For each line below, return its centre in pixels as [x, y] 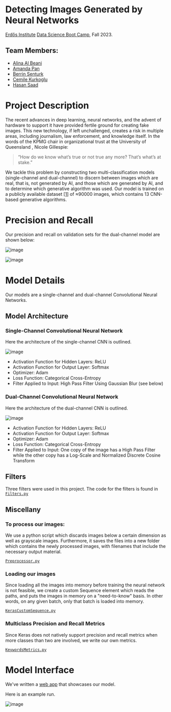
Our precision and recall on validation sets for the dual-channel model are [83, 234]
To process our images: [35, 524]
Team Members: [32, 50]
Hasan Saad [25, 85]
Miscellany [23, 509]
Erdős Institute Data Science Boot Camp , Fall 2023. [59, 34]
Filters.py [17, 494]
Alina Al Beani [27, 63]
